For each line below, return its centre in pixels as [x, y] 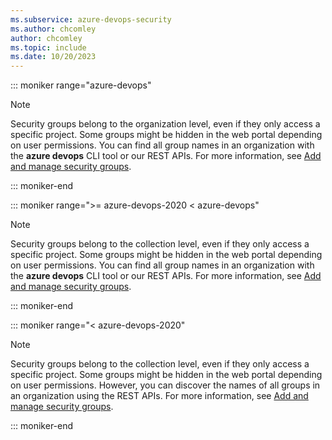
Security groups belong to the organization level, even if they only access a [165, 124]
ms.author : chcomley [53, 29]
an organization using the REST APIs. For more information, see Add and [159, 396]
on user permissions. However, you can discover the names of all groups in [165, 385]
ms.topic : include [48, 47]
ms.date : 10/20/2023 [53, 57]
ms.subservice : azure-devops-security [91, 19]
